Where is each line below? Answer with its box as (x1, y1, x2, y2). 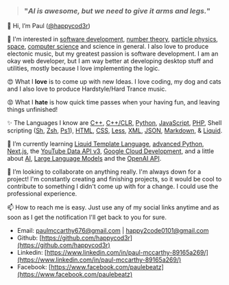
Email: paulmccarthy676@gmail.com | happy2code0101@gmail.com (16, 227, 209, 235)
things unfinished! (7, 106, 58, 114)
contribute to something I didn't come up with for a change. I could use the (7, 182, 219, 191)
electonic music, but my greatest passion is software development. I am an (7, 49, 219, 58)
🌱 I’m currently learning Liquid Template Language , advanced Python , (7, 140, 204, 148)
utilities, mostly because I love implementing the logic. (7, 65, 160, 73)
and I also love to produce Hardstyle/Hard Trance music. (7, 85, 167, 93)
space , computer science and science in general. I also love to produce (7, 43, 209, 51)
